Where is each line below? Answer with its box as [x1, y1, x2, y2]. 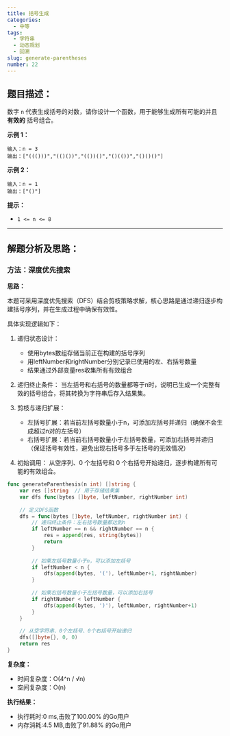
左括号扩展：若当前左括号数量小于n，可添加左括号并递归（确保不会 [27, 418, 217, 427]
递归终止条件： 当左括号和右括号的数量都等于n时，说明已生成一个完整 [16, 381, 215, 389]
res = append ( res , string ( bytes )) [43, 532, 142, 539]
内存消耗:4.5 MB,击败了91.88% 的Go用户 [16, 721, 132, 729]
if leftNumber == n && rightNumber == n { [31, 525, 155, 532]
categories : [7, 16, 41, 23]
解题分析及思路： [7, 243, 79, 254]
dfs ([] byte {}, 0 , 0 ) [19, 634, 78, 641]
